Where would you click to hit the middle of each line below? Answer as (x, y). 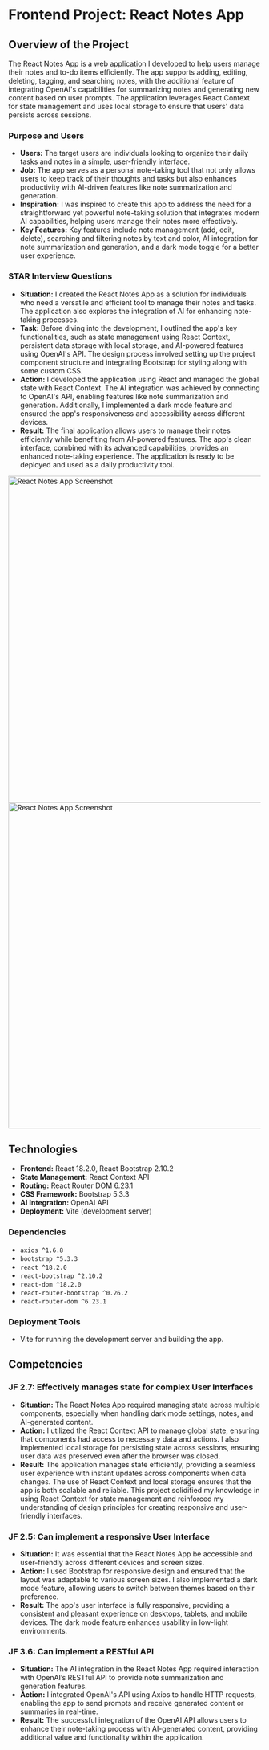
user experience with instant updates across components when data (133, 1473)
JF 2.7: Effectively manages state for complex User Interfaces (131, 1387)
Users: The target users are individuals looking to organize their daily (134, 153)
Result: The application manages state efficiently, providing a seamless (138, 1464)
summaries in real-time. (59, 1711)
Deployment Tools (44, 1321)
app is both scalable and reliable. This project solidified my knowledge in (140, 1490)
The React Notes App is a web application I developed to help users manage (134, 63)
